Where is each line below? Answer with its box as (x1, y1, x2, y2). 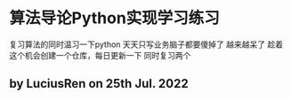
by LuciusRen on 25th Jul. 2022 (9, 76, 189, 91)
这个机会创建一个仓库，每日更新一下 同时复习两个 (9, 50, 191, 60)
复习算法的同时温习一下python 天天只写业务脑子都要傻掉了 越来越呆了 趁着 (9, 39, 283, 50)
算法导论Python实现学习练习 (9, 8, 220, 28)
